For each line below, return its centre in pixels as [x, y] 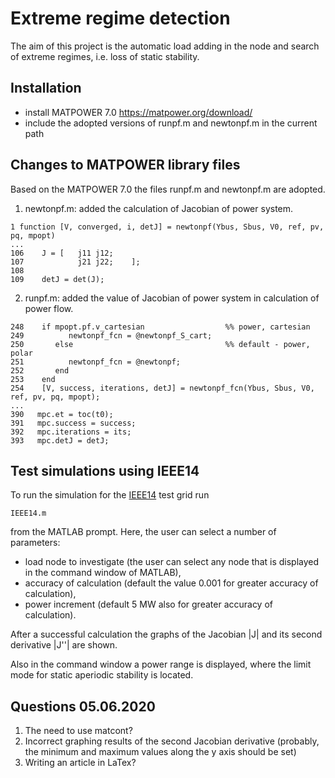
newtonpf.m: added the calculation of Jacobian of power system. [159, 208]
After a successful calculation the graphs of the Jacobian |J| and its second [166, 634]
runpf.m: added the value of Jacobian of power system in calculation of [172, 298]
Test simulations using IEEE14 [105, 470]
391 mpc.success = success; [73, 423]
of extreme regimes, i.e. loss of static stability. [105, 56]
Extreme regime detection [120, 18]
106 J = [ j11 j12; [62, 253]
